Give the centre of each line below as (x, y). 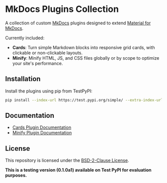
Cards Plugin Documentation (42, 127)
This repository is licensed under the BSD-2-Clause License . (67, 161)
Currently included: (25, 38)
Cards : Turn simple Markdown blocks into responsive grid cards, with (83, 47)
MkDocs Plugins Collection (62, 9)
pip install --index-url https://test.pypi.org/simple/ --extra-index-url (84, 100)
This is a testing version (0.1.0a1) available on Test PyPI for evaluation (78, 170)
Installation (23, 79)
